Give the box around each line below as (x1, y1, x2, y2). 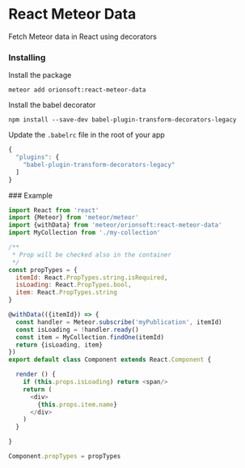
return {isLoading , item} (15, 341, 103, 349)
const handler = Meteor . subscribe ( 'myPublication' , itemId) (15, 317, 222, 326)
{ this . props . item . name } (37, 400, 117, 409)
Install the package (8, 70, 72, 80)
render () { (15, 370, 57, 379)
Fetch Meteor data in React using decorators (8, 32, 158, 41)
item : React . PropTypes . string (15, 288, 117, 296)
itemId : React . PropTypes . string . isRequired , (15, 273, 168, 282)
